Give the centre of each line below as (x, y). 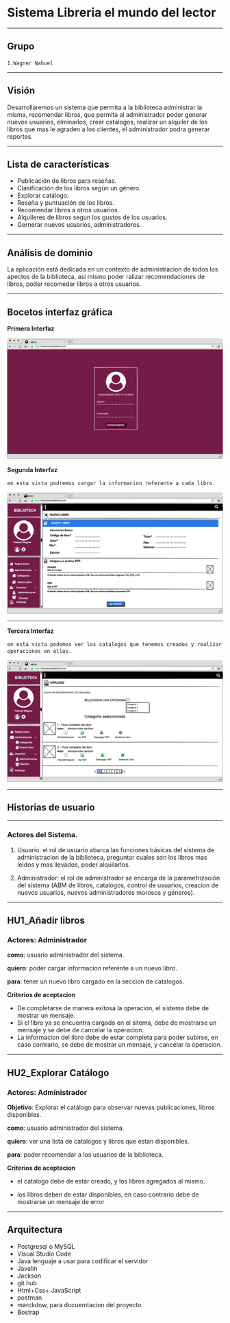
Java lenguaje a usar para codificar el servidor (82, 1261)
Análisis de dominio (50, 253)
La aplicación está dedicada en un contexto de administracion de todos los (113, 269)
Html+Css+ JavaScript (49, 1290)
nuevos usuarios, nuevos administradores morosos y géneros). (106, 892)
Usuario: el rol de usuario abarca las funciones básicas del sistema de (116, 849)
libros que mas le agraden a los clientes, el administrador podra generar (108, 129)
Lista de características (58, 164)
